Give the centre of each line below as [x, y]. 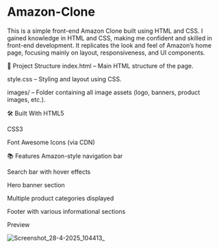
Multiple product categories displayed [61, 198]
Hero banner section [36, 184]
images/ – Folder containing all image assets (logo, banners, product [104, 92]
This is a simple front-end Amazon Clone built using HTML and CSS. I [105, 31]
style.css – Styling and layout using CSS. [64, 79]
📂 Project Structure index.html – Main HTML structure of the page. [100, 66]
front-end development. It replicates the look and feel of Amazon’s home [109, 45]
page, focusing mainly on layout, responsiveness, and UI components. [106, 53]
